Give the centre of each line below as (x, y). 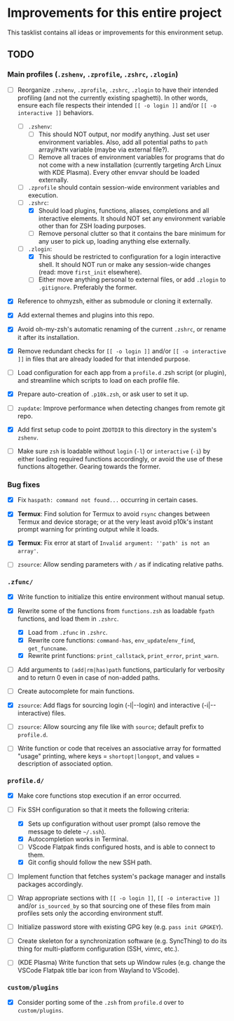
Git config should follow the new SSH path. (90, 862)
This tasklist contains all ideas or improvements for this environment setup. (116, 32)
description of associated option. (65, 764)
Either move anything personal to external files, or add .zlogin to (132, 279)
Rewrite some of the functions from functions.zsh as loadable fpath (116, 611)
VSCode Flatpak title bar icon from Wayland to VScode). (98, 970)
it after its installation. (48, 337)
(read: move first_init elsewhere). (90, 272)
